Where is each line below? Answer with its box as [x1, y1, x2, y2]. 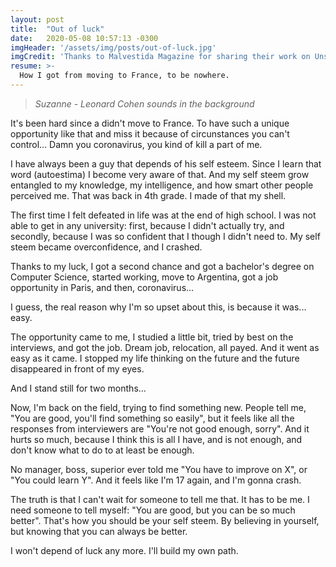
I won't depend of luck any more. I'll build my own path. [10, 544, 239, 556]
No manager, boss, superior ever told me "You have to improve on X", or [10, 463, 308, 475]
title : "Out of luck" [10, 24, 105, 34]
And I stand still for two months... [10, 382, 147, 394]
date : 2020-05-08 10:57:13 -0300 [10, 33, 159, 43]
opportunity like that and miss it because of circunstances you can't [10, 127, 290, 140]
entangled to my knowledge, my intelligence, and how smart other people [10, 179, 314, 191]
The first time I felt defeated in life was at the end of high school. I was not [10, 209, 317, 221]
